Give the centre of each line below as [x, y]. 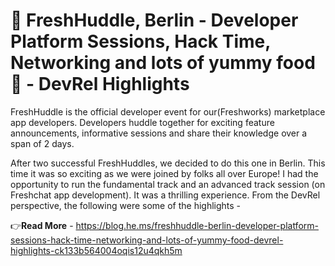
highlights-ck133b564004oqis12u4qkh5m [96, 250]
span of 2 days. [42, 143]
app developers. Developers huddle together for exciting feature [142, 122]
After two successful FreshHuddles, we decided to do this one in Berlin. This [168, 163]
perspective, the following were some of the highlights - [126, 205]
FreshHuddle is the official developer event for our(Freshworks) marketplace [168, 111]
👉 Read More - [42, 225]
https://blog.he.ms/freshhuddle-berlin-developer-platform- [197, 225]
